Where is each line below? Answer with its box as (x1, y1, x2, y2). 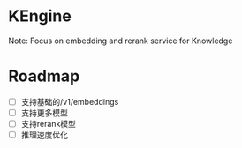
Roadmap (8, 66, 80, 86)
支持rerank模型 (20, 119, 77, 129)
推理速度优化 (20, 129, 68, 140)
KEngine (8, 6, 72, 26)
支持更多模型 (20, 107, 68, 118)
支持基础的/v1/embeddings (20, 96, 119, 107)
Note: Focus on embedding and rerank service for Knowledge (8, 35, 233, 46)
